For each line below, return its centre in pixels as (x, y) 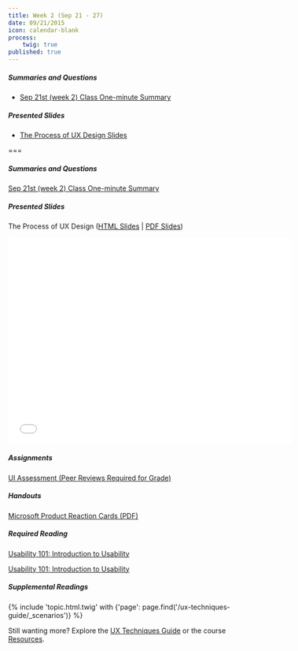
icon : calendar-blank (44, 30)
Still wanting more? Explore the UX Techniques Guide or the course (117, 631)
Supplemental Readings (48, 587)
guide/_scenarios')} (40, 615)
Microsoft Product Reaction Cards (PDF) (74, 515)
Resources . (26, 638)
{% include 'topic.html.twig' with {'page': (74, 607)
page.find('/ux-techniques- (186, 607)
